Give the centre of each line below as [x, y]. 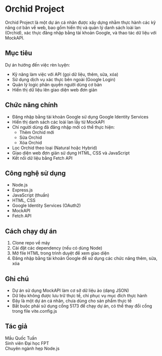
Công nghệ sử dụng [35, 173]
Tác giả [16, 326]
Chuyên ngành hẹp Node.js [32, 348]
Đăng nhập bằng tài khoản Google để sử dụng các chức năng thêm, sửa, [85, 258]
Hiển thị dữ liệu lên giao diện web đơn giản [55, 90]
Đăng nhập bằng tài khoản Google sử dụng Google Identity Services [80, 117]
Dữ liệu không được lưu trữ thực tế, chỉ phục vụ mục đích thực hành [80, 296]
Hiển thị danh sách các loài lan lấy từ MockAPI [58, 122]
